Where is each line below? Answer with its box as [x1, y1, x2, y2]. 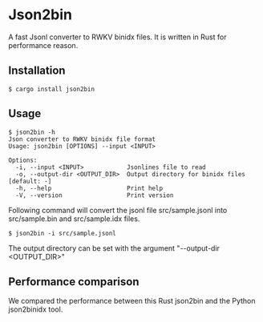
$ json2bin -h [8, 128, 56, 136]
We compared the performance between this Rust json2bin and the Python [8, 296, 256, 306]
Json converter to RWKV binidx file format [8, 135, 156, 143]
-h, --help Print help [15, 184, 163, 192]
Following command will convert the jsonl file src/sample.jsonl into [8, 205, 228, 215]
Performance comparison [8, 275, 140, 288]
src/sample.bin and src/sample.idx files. [8, 214, 140, 223]
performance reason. [8, 40, 79, 50]
